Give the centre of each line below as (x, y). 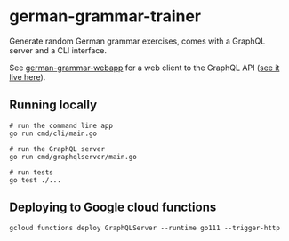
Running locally (53, 105)
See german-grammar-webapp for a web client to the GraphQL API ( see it (144, 68)
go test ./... (36, 180)
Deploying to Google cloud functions (113, 208)
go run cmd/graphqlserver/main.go (73, 157)
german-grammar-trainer (105, 16)
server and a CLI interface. (58, 50)
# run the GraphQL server (57, 149)
